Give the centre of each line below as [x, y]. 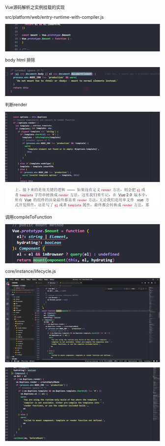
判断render [16, 104]
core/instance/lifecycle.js [31, 271]
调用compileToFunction [29, 217]
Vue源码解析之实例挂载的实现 [35, 7]
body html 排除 [20, 60]
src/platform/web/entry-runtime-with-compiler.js [55, 17]
